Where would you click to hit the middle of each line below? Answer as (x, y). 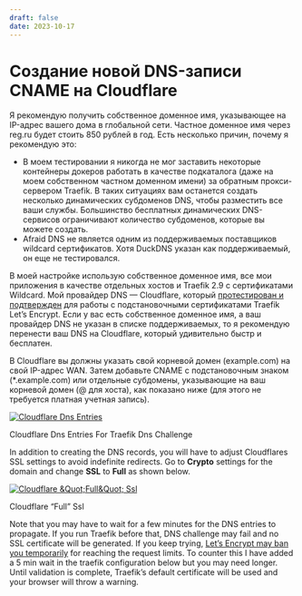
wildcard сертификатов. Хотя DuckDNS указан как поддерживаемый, (156, 249)
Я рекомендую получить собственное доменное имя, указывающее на (148, 115)
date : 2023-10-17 (42, 26)
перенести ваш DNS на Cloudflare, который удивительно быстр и (136, 334)
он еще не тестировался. (71, 259)
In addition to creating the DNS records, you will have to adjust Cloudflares (149, 452)
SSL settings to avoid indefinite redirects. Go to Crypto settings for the (141, 462)
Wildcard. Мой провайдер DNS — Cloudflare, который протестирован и (146, 295)
